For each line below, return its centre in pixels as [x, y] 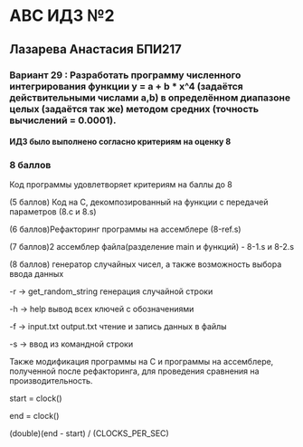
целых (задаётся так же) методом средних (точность [134, 109]
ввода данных [37, 274]
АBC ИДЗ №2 [62, 16]
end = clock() [34, 416]
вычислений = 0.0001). [63, 120]
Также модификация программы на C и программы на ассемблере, [142, 362]
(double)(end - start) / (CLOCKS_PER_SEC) [89, 433]
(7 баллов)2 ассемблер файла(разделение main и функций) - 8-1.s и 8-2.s [152, 247]
